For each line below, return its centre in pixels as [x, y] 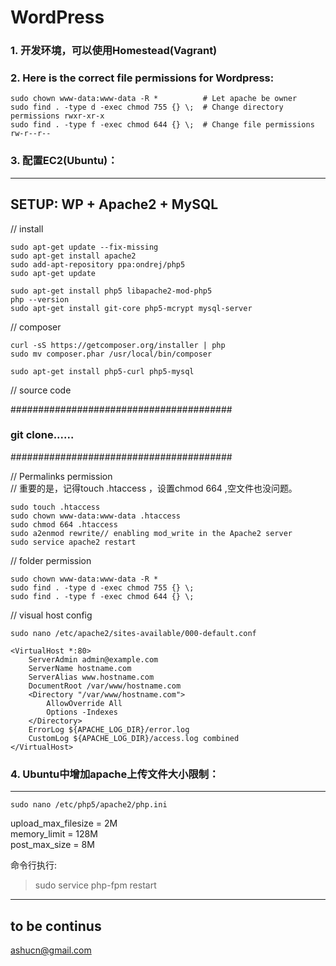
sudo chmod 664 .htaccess [64, 524]
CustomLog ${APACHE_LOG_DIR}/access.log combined [134, 738]
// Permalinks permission [61, 476]
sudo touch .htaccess [55, 507]
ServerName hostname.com [80, 668]
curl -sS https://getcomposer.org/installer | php [118, 345]
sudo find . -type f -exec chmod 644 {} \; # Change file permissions [162, 125]
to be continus [56, 926]
